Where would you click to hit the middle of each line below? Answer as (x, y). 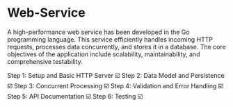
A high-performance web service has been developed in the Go (98, 32)
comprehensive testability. (45, 61)
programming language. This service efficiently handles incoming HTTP (110, 39)
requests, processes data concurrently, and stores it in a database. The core (116, 47)
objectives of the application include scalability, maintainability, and (104, 54)
